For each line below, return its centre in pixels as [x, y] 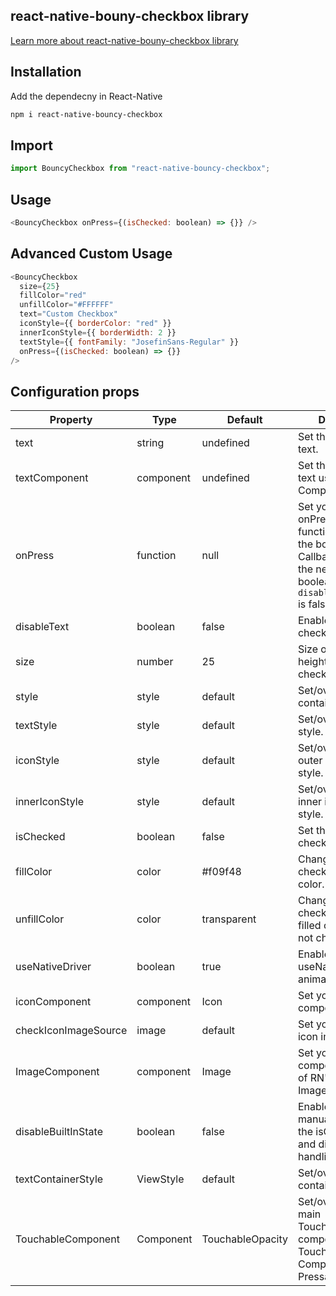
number [155, 662]
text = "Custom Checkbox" [68, 314]
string [150, 443]
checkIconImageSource [71, 1031]
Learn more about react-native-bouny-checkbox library [124, 40]
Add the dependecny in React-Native [86, 96]
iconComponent [53, 1002]
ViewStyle [160, 1179]
